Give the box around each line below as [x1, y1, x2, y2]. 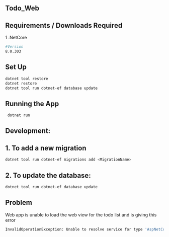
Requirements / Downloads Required [5, 21, 123, 30]
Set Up [5, 63, 27, 71]
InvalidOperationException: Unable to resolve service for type [5, 226, 143, 232]
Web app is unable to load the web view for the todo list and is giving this [5, 211, 157, 218]
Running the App [5, 99, 59, 108]
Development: [5, 127, 51, 135]
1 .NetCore [5, 35, 27, 41]
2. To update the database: [5, 171, 92, 180]
